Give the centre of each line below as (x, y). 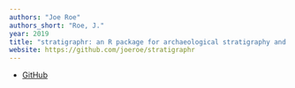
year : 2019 (29, 33)
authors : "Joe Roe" (45, 17)
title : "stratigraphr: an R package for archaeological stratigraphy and (148, 42)
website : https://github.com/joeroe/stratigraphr (102, 50)
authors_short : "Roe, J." (57, 26)
